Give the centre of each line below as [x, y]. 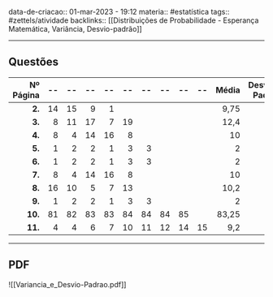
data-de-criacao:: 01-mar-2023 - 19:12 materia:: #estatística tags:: [119, 12]
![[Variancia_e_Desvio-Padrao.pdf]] [67, 284]
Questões [34, 62]
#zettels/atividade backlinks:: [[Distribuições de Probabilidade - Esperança [134, 20]
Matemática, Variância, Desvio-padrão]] [75, 29]
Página [26, 95]
